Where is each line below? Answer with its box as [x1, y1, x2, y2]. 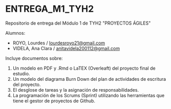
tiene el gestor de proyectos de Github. [12, 98, 96, 104]
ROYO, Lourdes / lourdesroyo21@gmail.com [12, 39, 105, 46]
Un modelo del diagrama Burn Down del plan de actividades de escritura [12, 76, 166, 82]
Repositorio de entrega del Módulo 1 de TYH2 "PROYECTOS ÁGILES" [5, 20, 151, 26]
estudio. [12, 70, 30, 77]
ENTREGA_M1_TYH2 [5, 3, 94, 15]
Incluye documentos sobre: [5, 55, 63, 61]
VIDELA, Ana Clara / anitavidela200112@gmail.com [12, 45, 120, 51]
